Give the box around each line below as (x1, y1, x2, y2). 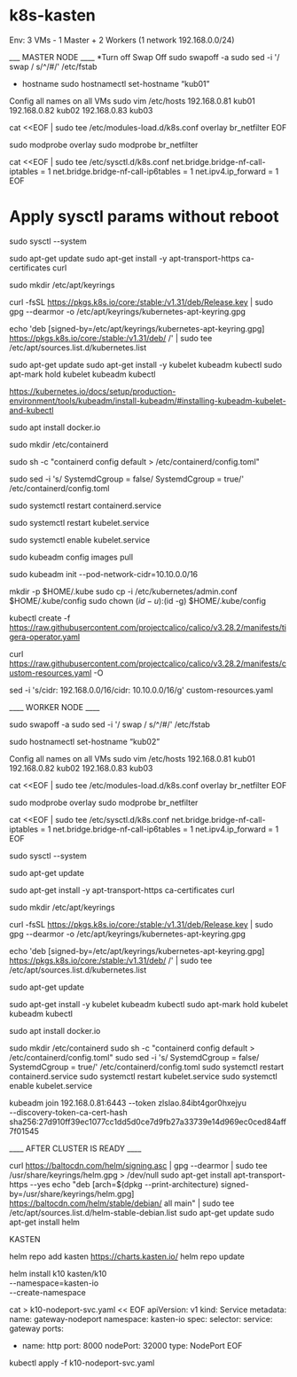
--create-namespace (9, 1287, 86, 1297)
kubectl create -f (9, 613, 71, 623)
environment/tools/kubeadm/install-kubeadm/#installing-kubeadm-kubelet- (9, 395, 286, 406)
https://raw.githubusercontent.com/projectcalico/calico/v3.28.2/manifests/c (9, 658, 286, 669)
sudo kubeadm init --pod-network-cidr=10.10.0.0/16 (9, 568, 199, 579)
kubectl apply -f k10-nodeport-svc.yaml (9, 1357, 155, 1368)
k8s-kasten (9, 5, 96, 26)
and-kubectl (9, 404, 54, 415)
